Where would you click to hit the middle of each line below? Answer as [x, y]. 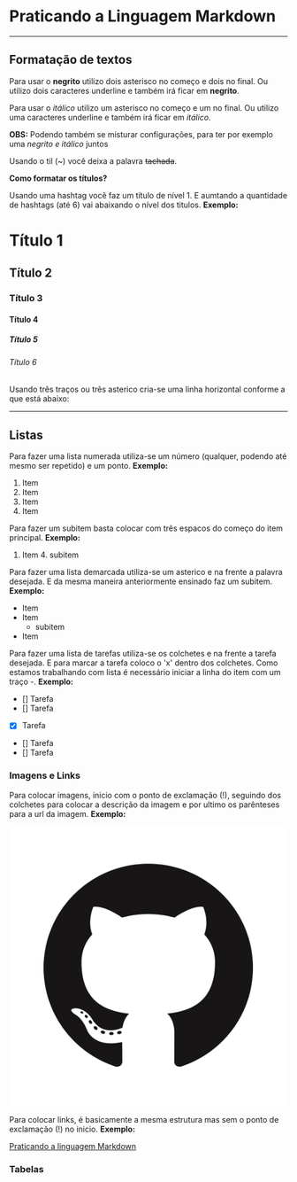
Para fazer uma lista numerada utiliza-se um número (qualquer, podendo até [148, 456]
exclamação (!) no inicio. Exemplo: [72, 1129]
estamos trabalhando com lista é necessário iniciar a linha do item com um [145, 673]
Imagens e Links [45, 775]
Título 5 [23, 339]
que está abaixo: [39, 399]
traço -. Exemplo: [41, 682]
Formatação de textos [71, 60]
